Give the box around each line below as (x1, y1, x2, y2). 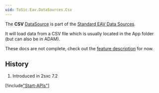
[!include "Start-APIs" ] (5, 83, 50, 89)
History (5, 60, 29, 69)
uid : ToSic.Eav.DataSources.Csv (5, 7, 72, 12)
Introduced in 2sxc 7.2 (12, 73, 58, 79)
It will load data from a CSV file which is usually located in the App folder (5, 30, 154, 36)
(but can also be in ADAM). (5, 36, 61, 42)
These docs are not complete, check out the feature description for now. (5, 45, 154, 51)
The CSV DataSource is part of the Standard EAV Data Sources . (5, 21, 136, 27)
